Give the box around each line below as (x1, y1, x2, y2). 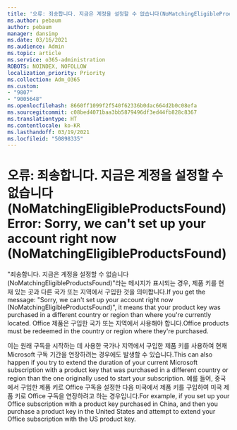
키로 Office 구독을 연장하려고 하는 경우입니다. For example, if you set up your (14, 392, 230, 400)
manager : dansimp (7, 30, 59, 37)
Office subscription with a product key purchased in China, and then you (7, 400, 219, 408)
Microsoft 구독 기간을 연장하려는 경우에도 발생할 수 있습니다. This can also (7, 350, 213, 359)
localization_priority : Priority (7, 69, 106, 76)
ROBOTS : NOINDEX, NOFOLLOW (7, 63, 87, 70)
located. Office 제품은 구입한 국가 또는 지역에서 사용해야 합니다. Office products (7, 319, 229, 328)
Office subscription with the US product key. (7, 414, 136, 424)
